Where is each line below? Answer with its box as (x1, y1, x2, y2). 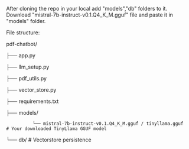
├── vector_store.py (6, 86, 57, 93)
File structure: (6, 29, 40, 36)
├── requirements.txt (6, 98, 59, 105)
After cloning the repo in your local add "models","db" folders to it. (6, 5, 167, 12)
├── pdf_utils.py (6, 75, 47, 82)
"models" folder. (6, 18, 46, 24)
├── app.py (6, 52, 35, 59)
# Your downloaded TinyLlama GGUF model (6, 126, 107, 132)
